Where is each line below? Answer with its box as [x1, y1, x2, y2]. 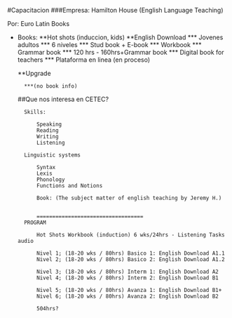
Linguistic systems [24, 152, 81, 159]
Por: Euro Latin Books [7, 20, 70, 27]
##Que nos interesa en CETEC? [17, 95, 109, 103]
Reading [36, 127, 59, 134]
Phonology [36, 176, 65, 183]
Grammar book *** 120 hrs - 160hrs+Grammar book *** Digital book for [17, 48, 224, 56]
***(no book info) [24, 83, 78, 90]
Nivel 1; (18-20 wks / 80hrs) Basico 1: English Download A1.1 [36, 250, 226, 257]
